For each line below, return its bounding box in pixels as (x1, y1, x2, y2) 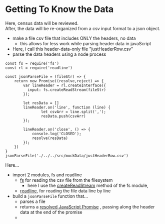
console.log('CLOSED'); (31, 131, 81, 136)
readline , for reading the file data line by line (19, 187, 111, 194)
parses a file (19, 198, 46, 204)
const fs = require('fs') (5, 61, 59, 66)
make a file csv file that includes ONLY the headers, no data (12, 35, 136, 41)
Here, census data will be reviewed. (5, 20, 79, 26)
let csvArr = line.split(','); (40, 109, 106, 114)
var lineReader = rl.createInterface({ (23, 83, 106, 88)
